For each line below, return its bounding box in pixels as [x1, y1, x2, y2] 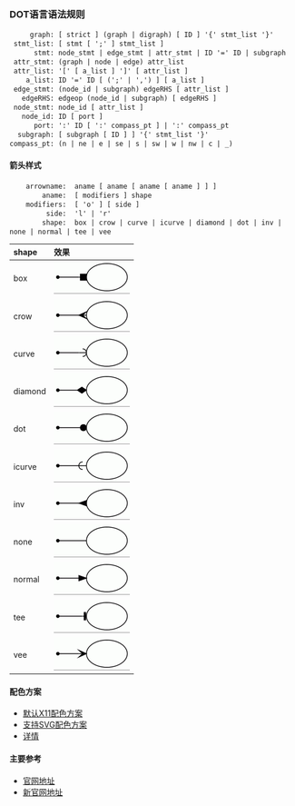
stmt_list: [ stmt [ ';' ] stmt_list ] [13, 39, 165, 49]
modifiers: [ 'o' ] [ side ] [25, 200, 141, 209]
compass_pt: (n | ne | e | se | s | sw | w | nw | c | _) [9, 139, 233, 149]
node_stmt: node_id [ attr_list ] [13, 103, 144, 113]
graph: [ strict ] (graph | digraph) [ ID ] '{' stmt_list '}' [29, 30, 274, 40]
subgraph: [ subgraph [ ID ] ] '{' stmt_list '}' [17, 130, 209, 140]
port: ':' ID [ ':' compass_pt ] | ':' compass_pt [33, 121, 230, 131]
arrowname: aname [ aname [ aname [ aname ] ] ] [25, 182, 218, 191]
